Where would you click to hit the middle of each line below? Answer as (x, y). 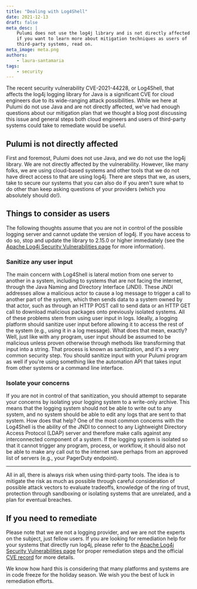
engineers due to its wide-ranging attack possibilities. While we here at (92, 101)
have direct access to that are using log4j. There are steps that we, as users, (98, 177)
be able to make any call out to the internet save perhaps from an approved (97, 452)
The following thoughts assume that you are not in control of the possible (94, 228)
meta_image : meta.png (33, 50)
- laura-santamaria (40, 60)
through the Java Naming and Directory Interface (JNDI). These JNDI (89, 287)
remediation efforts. (30, 581)
